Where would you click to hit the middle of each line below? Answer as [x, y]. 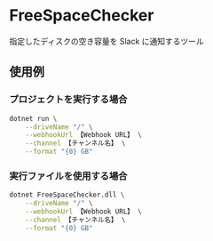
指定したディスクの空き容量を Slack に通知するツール [106, 41]
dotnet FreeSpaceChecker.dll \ [67, 195]
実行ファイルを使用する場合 [68, 176]
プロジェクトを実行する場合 [68, 100]
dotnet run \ [33, 118]
